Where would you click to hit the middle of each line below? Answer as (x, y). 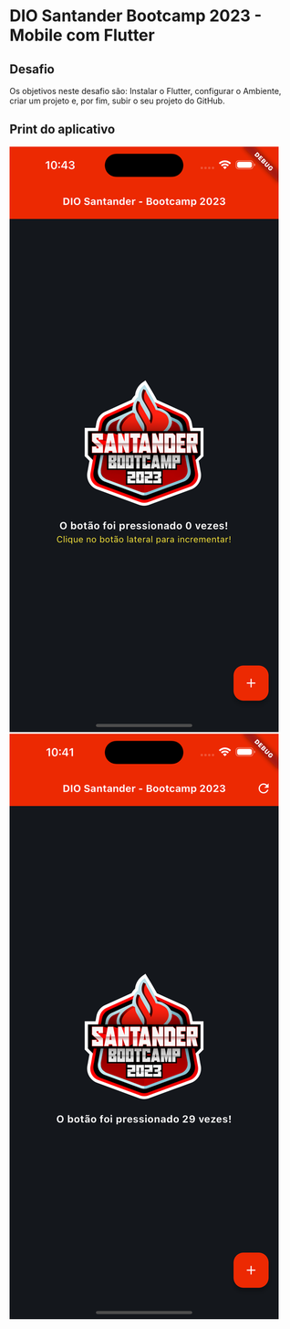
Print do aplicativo (62, 129)
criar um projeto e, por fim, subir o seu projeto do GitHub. (117, 101)
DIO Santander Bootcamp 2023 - (136, 16)
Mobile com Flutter (82, 35)
